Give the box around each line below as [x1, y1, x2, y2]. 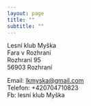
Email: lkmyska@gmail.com [7, 77, 84, 85]
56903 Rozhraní [7, 63, 53, 72]
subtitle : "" [7, 23, 44, 29]
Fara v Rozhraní [7, 49, 51, 57]
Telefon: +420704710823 [7, 83, 79, 92]
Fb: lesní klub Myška [7, 91, 65, 99]
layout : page [7, 10, 44, 17]
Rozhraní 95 [7, 56, 41, 64]
